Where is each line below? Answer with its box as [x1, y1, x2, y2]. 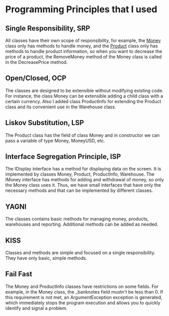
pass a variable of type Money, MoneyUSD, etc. [5, 137, 105, 143]
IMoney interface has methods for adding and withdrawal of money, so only [5, 177, 164, 183]
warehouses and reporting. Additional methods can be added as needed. [5, 221, 159, 228]
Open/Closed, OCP [5, 74, 67, 83]
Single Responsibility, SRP [5, 24, 91, 33]
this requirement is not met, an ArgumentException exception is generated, [5, 294, 162, 300]
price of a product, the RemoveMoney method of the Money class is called [5, 54, 162, 60]
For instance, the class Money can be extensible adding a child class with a [5, 93, 163, 99]
